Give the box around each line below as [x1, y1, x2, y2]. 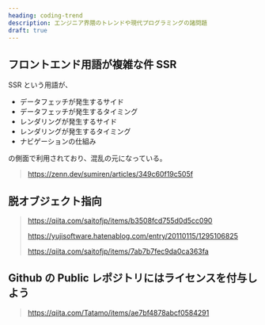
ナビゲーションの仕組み [19, 136, 97, 147]
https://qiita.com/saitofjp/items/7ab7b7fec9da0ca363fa [27, 247, 210, 256]
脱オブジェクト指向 [8, 194, 102, 208]
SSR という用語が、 [8, 80, 73, 90]
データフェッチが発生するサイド [19, 97, 124, 107]
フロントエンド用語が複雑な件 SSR [8, 57, 177, 71]
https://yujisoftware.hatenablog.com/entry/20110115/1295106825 [27, 231, 239, 240]
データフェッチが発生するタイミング [19, 107, 138, 117]
